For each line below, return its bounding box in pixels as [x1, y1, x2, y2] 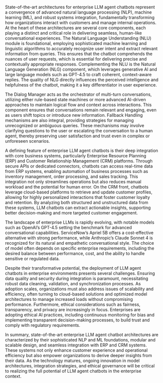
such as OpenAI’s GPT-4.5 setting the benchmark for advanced [5, 225, 132, 230]
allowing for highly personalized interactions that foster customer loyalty [5, 194, 150, 200]
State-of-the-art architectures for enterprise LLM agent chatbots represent [5, 4, 155, 10]
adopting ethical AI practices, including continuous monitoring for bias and [5, 312, 155, 318]
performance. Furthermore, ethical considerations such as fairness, [5, 301, 141, 307]
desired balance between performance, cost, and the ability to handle [5, 251, 145, 256]
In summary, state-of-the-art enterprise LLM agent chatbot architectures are [5, 332, 159, 338]
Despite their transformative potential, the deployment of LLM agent [5, 265, 141, 271]
